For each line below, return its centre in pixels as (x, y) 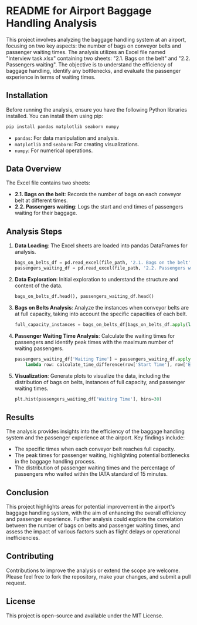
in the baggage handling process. (55, 462)
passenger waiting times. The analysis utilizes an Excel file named (86, 52)
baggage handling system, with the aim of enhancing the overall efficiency (96, 513)
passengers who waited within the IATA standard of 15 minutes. (91, 474)
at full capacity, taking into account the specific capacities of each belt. (101, 314)
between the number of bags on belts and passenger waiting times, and (93, 525)
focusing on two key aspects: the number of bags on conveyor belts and (94, 46)
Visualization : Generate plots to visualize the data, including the (92, 376)
